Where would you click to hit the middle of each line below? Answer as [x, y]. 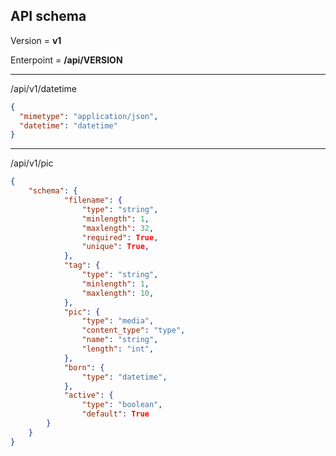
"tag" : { [82, 265]
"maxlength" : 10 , [118, 293]
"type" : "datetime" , [124, 377]
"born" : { [84, 367]
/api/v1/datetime [43, 88]
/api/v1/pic [32, 163]
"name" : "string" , [120, 340]
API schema [48, 16]
